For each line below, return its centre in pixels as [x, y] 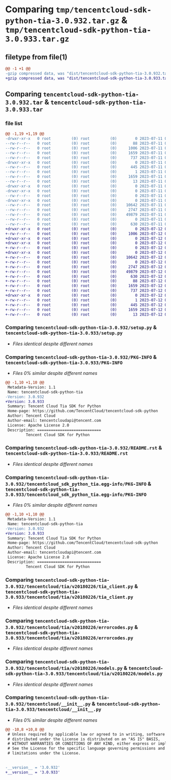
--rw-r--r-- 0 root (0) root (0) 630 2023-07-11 [84, 224]
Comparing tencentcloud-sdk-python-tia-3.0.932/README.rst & [84, 448]
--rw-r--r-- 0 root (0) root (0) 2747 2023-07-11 [84, 210]
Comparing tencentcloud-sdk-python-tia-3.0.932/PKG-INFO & [81, 357]
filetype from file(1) [36, 57]
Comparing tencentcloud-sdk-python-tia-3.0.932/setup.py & [81, 327]
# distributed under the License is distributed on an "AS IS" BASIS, [84, 739]
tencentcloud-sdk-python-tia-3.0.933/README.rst [67, 454]
